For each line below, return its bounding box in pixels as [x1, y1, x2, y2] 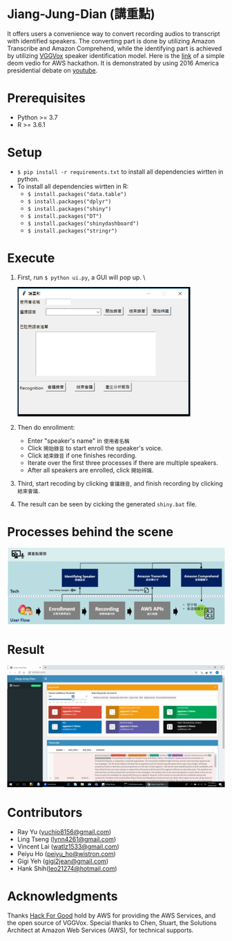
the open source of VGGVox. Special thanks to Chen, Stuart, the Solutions [7, 919, 217, 927]
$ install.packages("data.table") [27, 190, 127, 197]
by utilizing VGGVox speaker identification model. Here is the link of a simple [7, 51, 225, 59]
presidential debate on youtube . [7, 66, 98, 75]
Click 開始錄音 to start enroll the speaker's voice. [27, 444, 163, 452]
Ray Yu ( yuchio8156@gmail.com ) [17, 828, 112, 836]
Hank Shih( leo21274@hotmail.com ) [17, 864, 117, 873]
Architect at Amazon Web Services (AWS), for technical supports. [7, 926, 194, 935]
